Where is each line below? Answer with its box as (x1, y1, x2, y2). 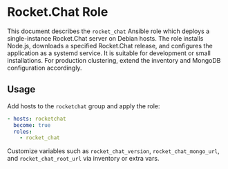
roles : (13, 128, 32, 135)
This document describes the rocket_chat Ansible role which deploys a (7, 27, 210, 35)
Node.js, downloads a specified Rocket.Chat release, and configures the (7, 41, 213, 50)
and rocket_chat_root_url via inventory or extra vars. (7, 155, 160, 163)
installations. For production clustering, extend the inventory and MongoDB (7, 56, 221, 64)
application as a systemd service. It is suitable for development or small (7, 49, 211, 57)
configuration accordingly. (7, 63, 82, 72)
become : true (13, 121, 51, 128)
